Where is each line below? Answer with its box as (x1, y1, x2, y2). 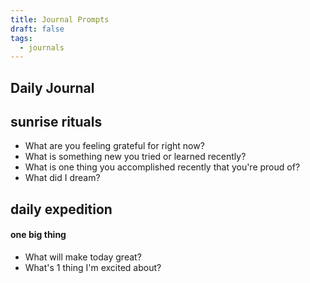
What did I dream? (24, 172, 101, 184)
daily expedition (10, 201, 113, 218)
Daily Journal (10, 79, 95, 96)
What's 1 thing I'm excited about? (24, 262, 162, 274)
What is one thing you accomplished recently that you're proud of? (24, 161, 301, 173)
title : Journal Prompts (10, 14, 110, 25)
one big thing (10, 229, 67, 241)
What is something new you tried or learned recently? (24, 151, 247, 163)
